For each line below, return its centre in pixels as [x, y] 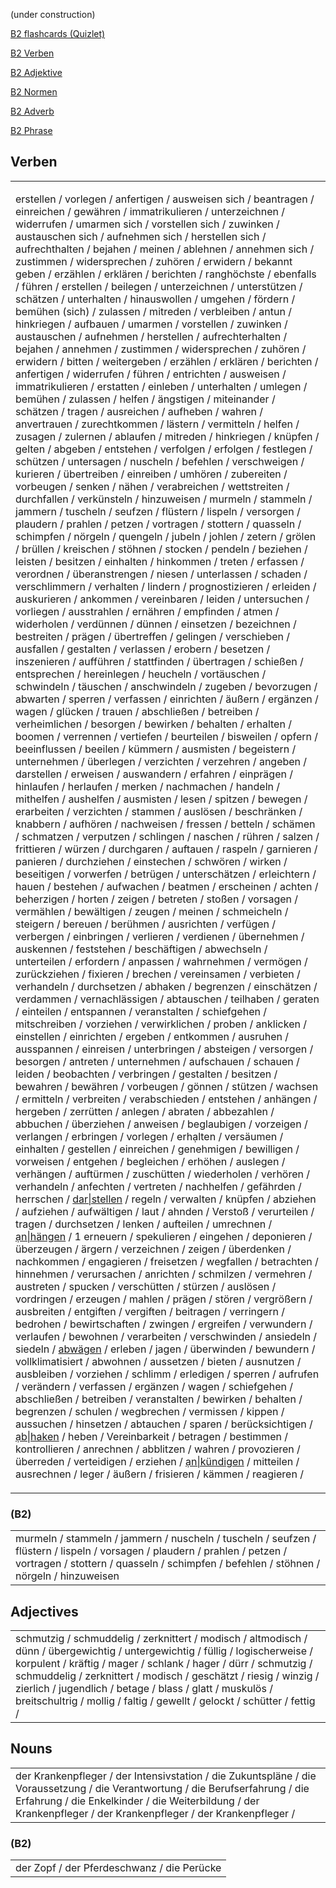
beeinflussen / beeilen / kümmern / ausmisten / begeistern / [156, 749]
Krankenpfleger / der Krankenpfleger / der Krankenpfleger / [155, 1813]
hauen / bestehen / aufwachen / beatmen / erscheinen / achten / [167, 886]
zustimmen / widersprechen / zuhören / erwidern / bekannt [154, 261]
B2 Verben [32, 53]
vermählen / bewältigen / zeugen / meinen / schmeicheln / [152, 911]
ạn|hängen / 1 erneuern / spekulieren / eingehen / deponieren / [164, 1236]
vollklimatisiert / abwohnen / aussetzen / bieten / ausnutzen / [158, 1361]
